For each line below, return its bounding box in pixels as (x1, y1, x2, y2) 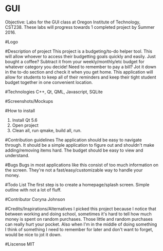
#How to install (5, 108, 35, 114)
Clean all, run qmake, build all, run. (12, 127, 82, 133)
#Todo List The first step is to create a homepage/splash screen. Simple (5, 181, 150, 188)
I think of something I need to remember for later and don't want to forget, (5, 226, 153, 232)
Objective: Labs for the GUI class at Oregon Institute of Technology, (5, 19, 141, 25)
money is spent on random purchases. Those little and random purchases (5, 216, 153, 222)
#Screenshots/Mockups (5, 98, 54, 104)
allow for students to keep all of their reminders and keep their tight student (5, 74, 157, 80)
